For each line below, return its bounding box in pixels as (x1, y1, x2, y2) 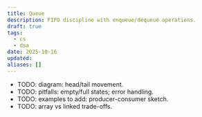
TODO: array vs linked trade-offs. (17, 102, 113, 110)
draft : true (7, 23, 42, 30)
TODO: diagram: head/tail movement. (17, 80, 124, 88)
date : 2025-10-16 (7, 49, 57, 56)
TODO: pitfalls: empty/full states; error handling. (17, 87, 154, 96)
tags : (7, 29, 23, 36)
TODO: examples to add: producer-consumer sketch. (17, 94, 169, 103)
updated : (7, 55, 33, 62)
